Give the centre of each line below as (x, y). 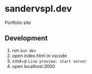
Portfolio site (18, 22)
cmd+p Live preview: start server (49, 61)
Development (26, 38)
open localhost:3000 (34, 66)
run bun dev (24, 50)
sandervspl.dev (38, 9)
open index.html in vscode (39, 55)
